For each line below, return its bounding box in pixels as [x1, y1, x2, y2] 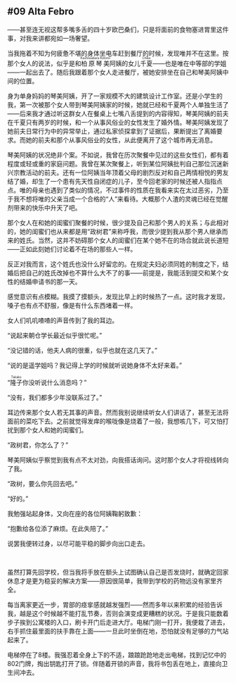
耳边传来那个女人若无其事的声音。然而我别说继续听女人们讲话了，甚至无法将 [7, 408, 229, 416]
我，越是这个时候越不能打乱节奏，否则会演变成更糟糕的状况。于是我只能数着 [7, 609, 229, 618]
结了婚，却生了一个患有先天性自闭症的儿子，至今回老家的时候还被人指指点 [7, 177, 223, 185]
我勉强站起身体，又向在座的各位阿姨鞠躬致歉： [7, 509, 143, 518]
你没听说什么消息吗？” [22, 378, 87, 387]
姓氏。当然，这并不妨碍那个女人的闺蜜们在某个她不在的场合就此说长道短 [19, 236, 229, 244]
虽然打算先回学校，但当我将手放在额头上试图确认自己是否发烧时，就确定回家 [7, 568, 229, 576]
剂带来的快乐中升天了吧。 [7, 203, 81, 212]
